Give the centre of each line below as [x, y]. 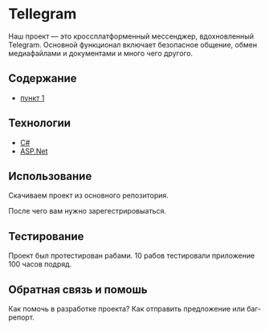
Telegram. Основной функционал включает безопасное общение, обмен [133, 44]
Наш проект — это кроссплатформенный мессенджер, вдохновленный [131, 36]
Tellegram [43, 14]
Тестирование [46, 236]
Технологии [39, 123]
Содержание [43, 78]
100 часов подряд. [40, 264]
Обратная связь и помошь [78, 289]
